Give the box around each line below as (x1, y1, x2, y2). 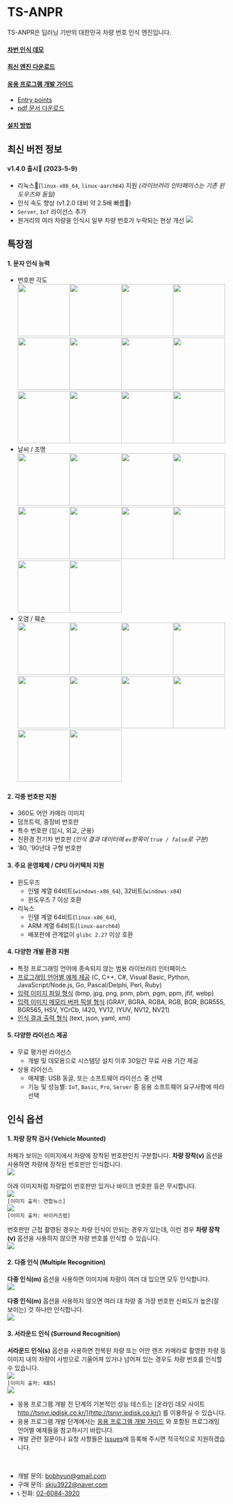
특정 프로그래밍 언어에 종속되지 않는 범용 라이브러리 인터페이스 (17, 964, 186, 972)
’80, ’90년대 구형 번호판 (17, 844, 82, 852)
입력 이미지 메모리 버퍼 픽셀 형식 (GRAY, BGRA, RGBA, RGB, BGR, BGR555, (17, 997, 225, 1006)
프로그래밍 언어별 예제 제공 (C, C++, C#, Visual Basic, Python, (17, 973, 190, 981)
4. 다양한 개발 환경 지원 (7, 948, 70, 956)
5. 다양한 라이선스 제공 (7, 1031, 68, 1040)
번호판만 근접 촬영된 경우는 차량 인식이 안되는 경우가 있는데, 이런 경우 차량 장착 (7, 1225, 220, 1233)
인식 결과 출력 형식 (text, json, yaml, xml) (17, 1014, 131, 1022)
